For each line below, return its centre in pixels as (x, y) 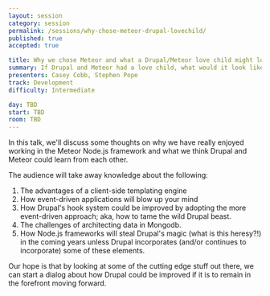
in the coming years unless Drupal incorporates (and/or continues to (133, 242)
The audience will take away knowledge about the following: (108, 175)
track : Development (41, 82)
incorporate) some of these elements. (82, 251)
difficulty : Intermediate (51, 90)
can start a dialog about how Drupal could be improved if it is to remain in (130, 275)
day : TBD (23, 105)
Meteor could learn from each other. (68, 160)
